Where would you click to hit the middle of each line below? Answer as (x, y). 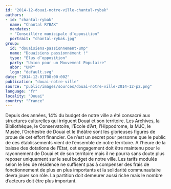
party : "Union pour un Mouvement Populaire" (58, 63)
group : (12, 44)
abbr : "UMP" (23, 67)
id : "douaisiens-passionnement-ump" (49, 48)
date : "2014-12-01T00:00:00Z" (38, 77)
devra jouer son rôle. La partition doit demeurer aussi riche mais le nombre (84, 176)
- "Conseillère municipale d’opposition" (55, 34)
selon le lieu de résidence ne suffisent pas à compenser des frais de (77, 164)
